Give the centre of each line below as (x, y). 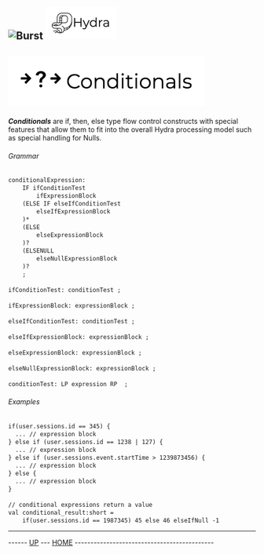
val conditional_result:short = (61, 512)
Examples (24, 402)
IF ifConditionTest (54, 188)
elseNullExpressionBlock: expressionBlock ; (82, 369)
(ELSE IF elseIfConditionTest (72, 204)
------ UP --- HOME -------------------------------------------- (111, 542)
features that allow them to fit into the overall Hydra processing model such (130, 129)
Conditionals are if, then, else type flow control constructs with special (123, 122)
